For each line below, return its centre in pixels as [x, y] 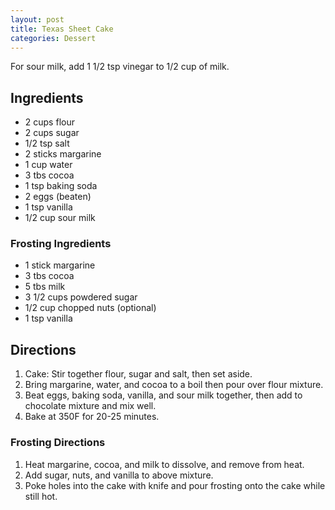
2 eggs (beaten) [58, 197]
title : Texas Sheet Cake [62, 29]
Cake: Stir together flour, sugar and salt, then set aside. [138, 374]
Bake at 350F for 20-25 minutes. [92, 417]
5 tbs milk [45, 287]
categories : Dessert [53, 38]
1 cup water [48, 165]
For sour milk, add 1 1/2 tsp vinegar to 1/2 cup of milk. [120, 67]
